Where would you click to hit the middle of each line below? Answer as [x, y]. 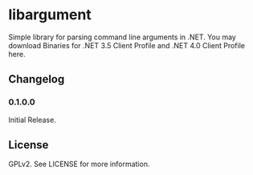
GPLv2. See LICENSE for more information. [79, 164]
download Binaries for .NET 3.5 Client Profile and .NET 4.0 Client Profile [126, 45]
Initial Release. [32, 120]
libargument [50, 15]
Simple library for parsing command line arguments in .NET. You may [122, 37]
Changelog [37, 79]
